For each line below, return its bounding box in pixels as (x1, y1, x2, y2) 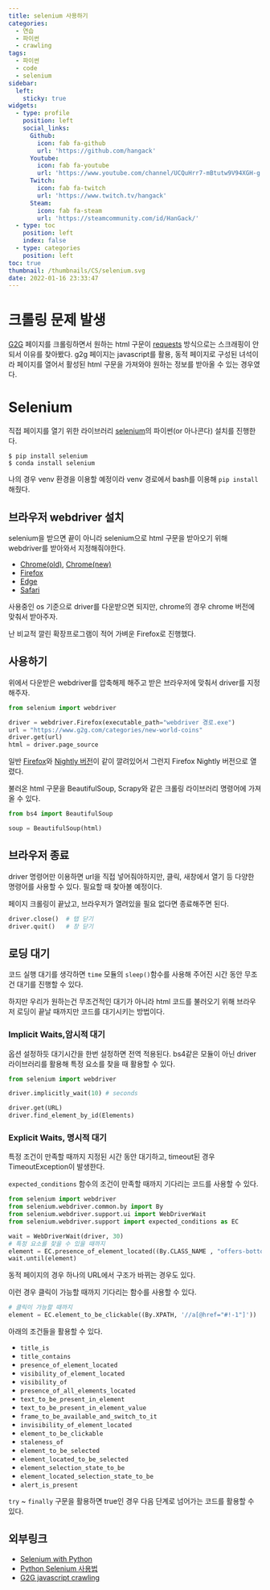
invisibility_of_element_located (19, 1422, 133, 1430)
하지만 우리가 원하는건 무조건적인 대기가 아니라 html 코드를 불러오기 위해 (8, 997, 235, 1007)
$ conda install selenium (8, 459, 95, 467)
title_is (19, 1344, 50, 1352)
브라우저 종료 (8, 849, 70, 862)
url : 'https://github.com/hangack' (37, 147, 157, 155)
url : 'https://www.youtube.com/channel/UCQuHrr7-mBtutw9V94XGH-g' (37, 169, 264, 177)
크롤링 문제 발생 (8, 311, 106, 330)
